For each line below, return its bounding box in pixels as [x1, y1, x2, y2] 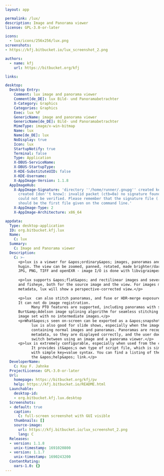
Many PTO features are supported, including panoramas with [31, 305, 156, 310]
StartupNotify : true [14, 146, 56, 151]
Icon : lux [14, 142, 34, 147]
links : [5, 74, 19, 79]
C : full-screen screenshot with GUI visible [18, 414, 110, 418]
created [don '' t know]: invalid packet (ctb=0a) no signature [18, 192, 147, 197]
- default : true [9, 404, 42, 410]
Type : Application [14, 156, 51, 160]
